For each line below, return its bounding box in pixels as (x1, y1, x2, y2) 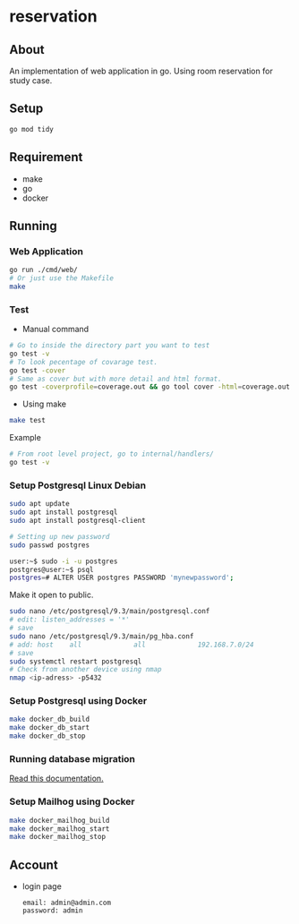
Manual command (21, 324, 90, 335)
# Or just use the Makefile (9, 274, 115, 283)
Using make (21, 398, 67, 409)
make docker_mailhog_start (9, 824, 110, 834)
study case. (9, 75, 53, 86)
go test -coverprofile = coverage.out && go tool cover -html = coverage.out (9, 382, 291, 391)
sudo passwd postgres (9, 540, 90, 550)
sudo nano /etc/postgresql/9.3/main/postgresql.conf (9, 607, 210, 616)
